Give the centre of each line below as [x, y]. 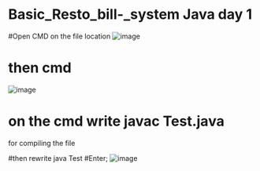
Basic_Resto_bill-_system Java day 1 [130, 15]
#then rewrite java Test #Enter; [58, 158]
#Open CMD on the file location [59, 36]
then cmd [40, 68]
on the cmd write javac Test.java [116, 121]
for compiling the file [42, 143]
